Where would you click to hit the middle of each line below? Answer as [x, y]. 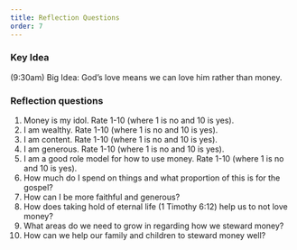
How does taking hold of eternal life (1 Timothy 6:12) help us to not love [155, 207]
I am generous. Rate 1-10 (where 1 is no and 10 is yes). [124, 149]
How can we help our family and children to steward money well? [144, 236]
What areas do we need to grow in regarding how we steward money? [153, 226]
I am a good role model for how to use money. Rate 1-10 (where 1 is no [153, 159]
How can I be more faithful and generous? [102, 197]
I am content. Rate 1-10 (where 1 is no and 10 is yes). [120, 140]
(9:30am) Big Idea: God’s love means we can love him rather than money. [146, 77]
